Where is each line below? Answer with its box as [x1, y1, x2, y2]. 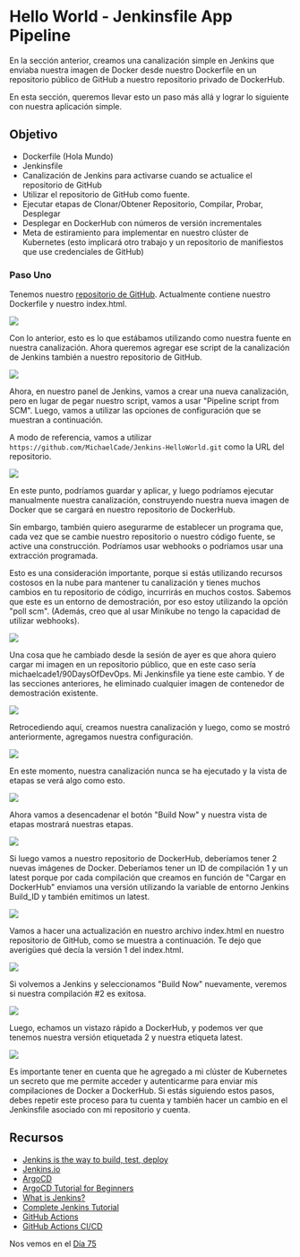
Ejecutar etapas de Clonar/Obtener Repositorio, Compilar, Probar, [21, 198, 264, 209]
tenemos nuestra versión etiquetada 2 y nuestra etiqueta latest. [9, 1032, 244, 1043]
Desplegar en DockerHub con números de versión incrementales [21, 217, 262, 228]
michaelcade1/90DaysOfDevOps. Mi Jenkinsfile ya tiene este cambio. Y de [9, 668, 285, 679]
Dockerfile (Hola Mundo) [21, 151, 114, 161]
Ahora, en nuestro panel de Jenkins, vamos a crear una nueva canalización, [9, 386, 289, 397]
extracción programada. [9, 550, 99, 562]
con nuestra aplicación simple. [9, 100, 123, 111]
